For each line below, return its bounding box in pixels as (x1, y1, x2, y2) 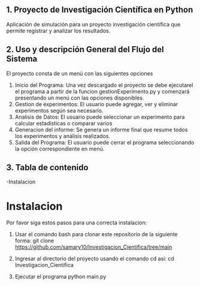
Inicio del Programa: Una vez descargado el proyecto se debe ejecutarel (14, 81, 193, 89)
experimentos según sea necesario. (14, 107, 104, 114)
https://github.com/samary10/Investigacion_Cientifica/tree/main (14, 243, 172, 251)
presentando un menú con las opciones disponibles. (14, 94, 144, 101)
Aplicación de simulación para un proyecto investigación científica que (6, 20, 181, 28)
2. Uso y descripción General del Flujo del (6, 44, 165, 55)
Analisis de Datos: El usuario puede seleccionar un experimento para (14, 113, 185, 121)
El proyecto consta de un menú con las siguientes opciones (6, 70, 153, 77)
